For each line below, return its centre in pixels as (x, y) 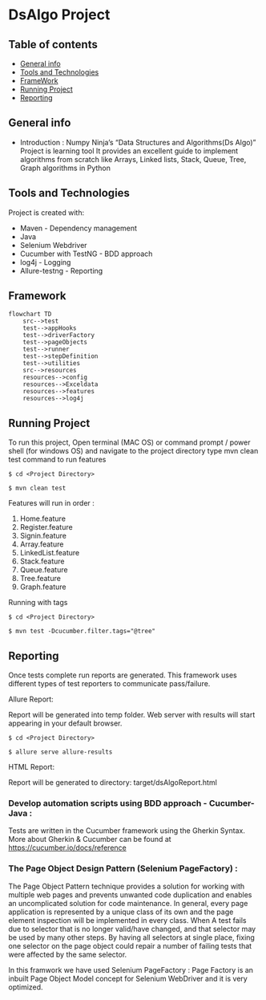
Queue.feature (44, 570)
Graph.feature (43, 587)
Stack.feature (42, 561)
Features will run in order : (51, 503)
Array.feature (42, 544)
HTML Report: (31, 767)
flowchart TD (30, 315)
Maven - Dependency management (79, 228)
